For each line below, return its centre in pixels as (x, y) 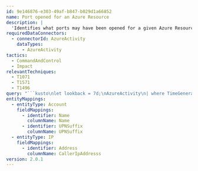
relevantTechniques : (32, 72)
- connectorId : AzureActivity (48, 39)
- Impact (22, 66)
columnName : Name (48, 121)
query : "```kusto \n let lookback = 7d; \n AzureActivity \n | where (85, 93)
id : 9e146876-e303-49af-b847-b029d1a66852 (59, 11)
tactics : (17, 55)
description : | (25, 22)
